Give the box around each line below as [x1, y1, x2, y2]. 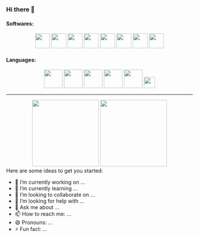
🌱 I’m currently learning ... [14, 185, 78, 192]
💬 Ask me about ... [14, 204, 60, 211]
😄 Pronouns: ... [14, 219, 53, 226]
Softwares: [6, 20, 34, 27]
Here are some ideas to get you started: [6, 167, 104, 174]
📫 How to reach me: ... [14, 210, 72, 217]
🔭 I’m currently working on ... [14, 178, 85, 186]
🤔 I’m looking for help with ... [14, 197, 85, 204]
